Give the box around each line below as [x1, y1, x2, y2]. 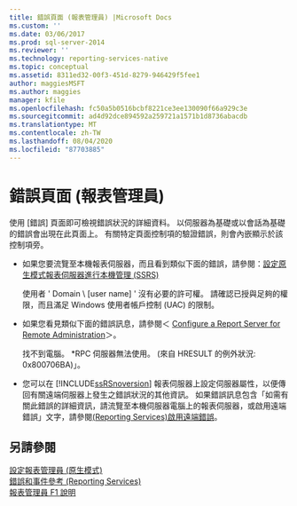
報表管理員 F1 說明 [9, 487, 76, 498]
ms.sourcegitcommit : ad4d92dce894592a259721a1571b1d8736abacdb [9, 112, 248, 121]
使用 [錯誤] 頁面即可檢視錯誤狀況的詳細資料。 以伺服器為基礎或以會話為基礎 [9, 217, 286, 227]
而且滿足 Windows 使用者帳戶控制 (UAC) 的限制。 [37, 299, 220, 310]
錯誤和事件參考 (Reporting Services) [9, 476, 142, 486]
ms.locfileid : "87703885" [9, 145, 105, 154]
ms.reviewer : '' [9, 46, 69, 55]
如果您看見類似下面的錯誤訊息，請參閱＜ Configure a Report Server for [21, 318, 281, 328]
